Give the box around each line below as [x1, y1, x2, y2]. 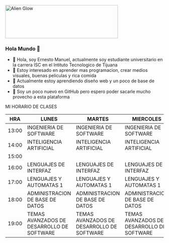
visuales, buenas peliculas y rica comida [12, 73, 97, 79]
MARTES [87, 115, 109, 123]
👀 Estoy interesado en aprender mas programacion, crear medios [12, 67, 148, 73]
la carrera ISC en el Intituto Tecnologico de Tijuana [12, 62, 118, 68]
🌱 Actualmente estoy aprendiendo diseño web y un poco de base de [12, 78, 155, 84]
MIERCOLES [132, 115, 162, 123]
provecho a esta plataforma [12, 94, 70, 100]
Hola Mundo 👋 [5, 45, 40, 52]
